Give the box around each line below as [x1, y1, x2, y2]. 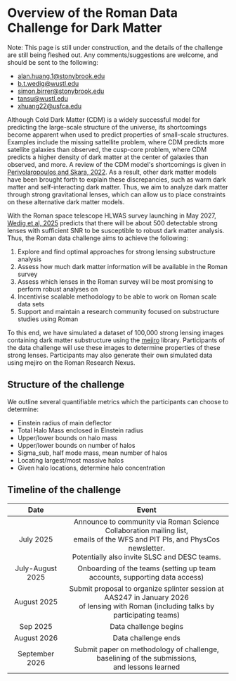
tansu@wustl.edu [17, 94, 68, 103]
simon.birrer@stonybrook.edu [17, 87, 105, 95]
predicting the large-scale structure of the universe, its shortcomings [7, 123, 207, 131]
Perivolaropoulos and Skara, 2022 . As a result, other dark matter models [7, 168, 217, 176]
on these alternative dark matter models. [7, 197, 125, 206]
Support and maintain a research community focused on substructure [17, 307, 220, 315]
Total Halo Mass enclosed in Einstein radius [17, 426, 144, 435]
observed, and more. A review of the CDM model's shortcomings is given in [7, 160, 227, 168]
